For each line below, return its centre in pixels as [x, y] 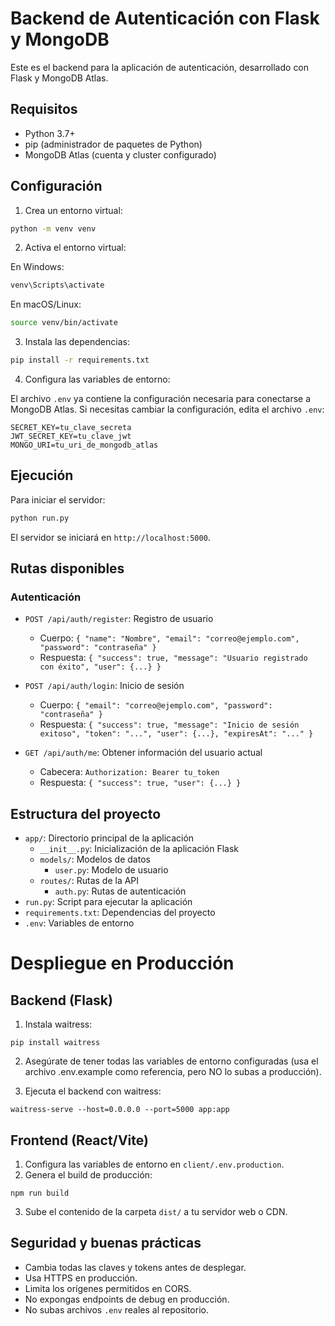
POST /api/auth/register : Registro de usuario [119, 619]
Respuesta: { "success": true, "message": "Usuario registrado [173, 658]
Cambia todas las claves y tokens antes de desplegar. [135, 1267]
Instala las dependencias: [77, 342]
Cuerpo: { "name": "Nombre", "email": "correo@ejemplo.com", [169, 638]
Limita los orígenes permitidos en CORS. [108, 1288]
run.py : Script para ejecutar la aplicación [108, 902]
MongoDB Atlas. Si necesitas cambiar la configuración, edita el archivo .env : [167, 409]
